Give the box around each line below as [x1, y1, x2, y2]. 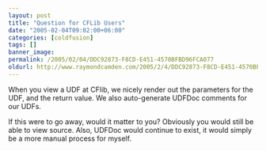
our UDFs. [8, 101, 42, 111]
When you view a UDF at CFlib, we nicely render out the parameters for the [8, 85, 253, 94]
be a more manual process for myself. [8, 134, 132, 143]
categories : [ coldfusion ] [8, 33, 93, 42]
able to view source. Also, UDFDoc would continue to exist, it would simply [8, 125, 252, 134]
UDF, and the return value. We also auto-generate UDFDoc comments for [8, 92, 248, 103]
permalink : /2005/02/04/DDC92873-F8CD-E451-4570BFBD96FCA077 [8, 56, 215, 64]
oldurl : [8, 63, 34, 71]
